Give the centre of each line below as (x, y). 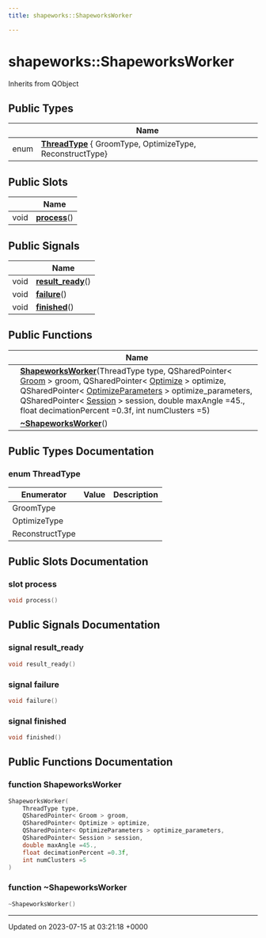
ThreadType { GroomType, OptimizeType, (118, 144)
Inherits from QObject (44, 83)
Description (136, 494)
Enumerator (44, 494)
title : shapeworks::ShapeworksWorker (70, 15)
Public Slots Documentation (78, 562)
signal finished (38, 721)
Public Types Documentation (81, 452)
